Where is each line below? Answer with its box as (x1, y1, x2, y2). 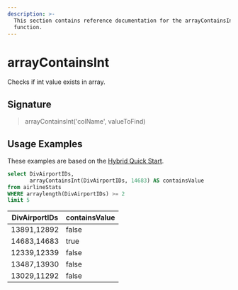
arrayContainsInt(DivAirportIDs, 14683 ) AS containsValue (29, 177, 204, 184)
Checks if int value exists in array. (7, 77, 106, 86)
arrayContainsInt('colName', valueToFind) (24, 117, 146, 126)
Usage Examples (7, 138, 83, 150)
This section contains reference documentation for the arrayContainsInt (13, 17, 236, 24)
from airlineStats (7, 183, 62, 190)
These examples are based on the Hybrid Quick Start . (7, 156, 164, 165)
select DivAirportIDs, (7, 170, 74, 178)
